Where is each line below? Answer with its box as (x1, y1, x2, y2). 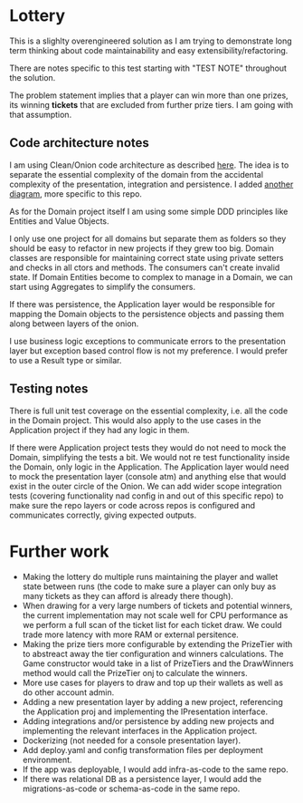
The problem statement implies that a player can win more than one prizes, (9, 90, 289, 101)
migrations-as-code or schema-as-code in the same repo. (22, 783, 241, 794)
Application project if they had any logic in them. (9, 424, 190, 435)
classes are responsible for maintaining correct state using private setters (9, 252, 284, 263)
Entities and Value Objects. (9, 215, 110, 227)
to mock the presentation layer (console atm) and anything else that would (9, 470, 287, 481)
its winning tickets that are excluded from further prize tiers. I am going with (9, 99, 294, 110)
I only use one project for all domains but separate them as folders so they (9, 233, 287, 244)
